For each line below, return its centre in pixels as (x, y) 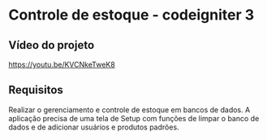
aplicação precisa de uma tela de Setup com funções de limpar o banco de (134, 118)
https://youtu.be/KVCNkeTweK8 (62, 64)
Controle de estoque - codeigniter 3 (131, 15)
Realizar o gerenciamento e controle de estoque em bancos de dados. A (129, 109)
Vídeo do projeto (52, 45)
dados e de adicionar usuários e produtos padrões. (94, 127)
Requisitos (36, 90)
